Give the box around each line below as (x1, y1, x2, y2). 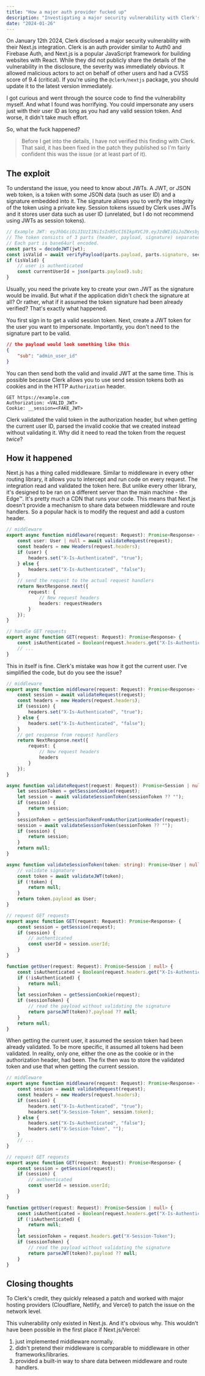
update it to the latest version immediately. (6, 83, 113, 90)
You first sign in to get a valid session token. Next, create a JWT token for (6, 317, 191, 324)
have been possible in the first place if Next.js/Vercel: (6, 1326, 141, 1333)
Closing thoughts (6, 1278, 74, 1289)
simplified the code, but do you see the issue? (6, 669, 122, 676)
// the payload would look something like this (6, 342, 130, 348)
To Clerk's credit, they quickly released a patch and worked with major (6, 1295, 184, 1302)
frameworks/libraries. (15, 1351, 70, 1358)
